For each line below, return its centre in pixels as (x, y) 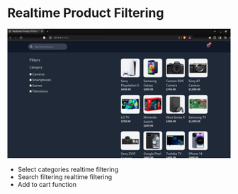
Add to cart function (47, 185)
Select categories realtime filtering (68, 170)
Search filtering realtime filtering (65, 177)
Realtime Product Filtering (86, 13)
